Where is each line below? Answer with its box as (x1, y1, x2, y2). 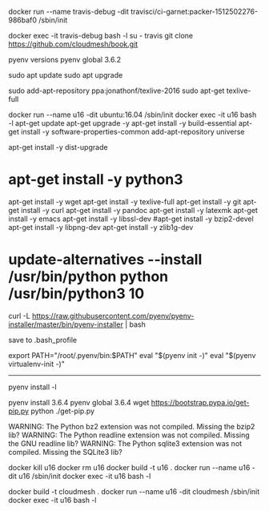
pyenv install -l (8, 382, 58, 392)
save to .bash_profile (8, 335, 78, 344)
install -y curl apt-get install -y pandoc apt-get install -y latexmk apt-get (21, 205, 259, 215)
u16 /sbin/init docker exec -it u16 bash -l (18, 471, 151, 481)
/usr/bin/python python (8, 268, 169, 286)
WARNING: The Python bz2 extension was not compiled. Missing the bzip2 (8, 421, 255, 431)
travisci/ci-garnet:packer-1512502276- (130, 7, 259, 16)
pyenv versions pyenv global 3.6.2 (8, 55, 122, 64)
